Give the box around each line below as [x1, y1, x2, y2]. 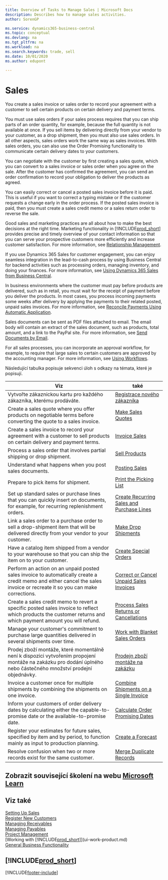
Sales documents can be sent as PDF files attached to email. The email [5, 319, 151, 325]
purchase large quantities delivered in [7, 632, 96, 639]
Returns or [114, 608, 140, 615]
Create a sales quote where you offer [7, 405, 95, 412]
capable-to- [79, 707, 110, 714]
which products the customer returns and [7, 611, 105, 618]
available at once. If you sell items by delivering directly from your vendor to [5, 127, 161, 133]
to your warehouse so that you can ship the [7, 551, 109, 558]
